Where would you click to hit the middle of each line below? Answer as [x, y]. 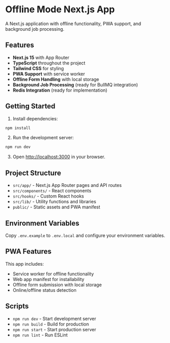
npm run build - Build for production [51, 324]
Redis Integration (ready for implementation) [60, 90]
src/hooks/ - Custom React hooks [48, 196]
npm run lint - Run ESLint [40, 335]
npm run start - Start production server [54, 329]
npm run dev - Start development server [54, 318]
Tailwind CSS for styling [38, 68]
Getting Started [30, 106]
